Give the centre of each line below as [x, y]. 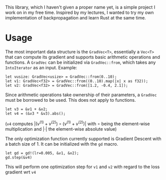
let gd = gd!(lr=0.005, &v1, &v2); [42, 153]
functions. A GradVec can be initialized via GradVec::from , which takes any [81, 62]
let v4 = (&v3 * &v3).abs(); [35, 113]
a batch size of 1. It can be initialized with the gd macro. [62, 144]
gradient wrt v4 [21, 172]
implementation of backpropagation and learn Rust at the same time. [76, 18]
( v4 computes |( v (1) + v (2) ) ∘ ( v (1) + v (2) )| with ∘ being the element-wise [78, 123]
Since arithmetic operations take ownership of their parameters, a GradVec [81, 95]
